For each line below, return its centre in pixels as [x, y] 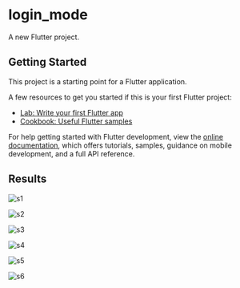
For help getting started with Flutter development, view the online [116, 136]
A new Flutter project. [44, 37]
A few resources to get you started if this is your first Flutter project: [120, 97]
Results [28, 179]
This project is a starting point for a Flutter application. [98, 81]
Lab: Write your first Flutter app [72, 112]
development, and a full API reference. [72, 153]
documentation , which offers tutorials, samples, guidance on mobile [120, 145]
